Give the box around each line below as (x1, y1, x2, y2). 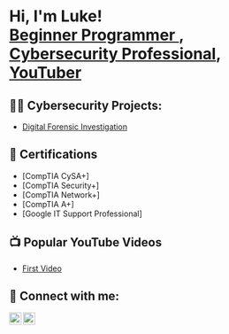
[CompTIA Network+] (21, 189, 100, 200)
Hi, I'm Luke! (9, 6, 103, 27)
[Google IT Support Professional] (21, 208, 143, 219)
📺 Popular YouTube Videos (9, 235, 162, 250)
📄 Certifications (9, 147, 98, 162)
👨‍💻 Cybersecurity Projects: (9, 97, 163, 113)
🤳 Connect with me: (9, 289, 119, 304)
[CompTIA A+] (21, 198, 75, 209)
